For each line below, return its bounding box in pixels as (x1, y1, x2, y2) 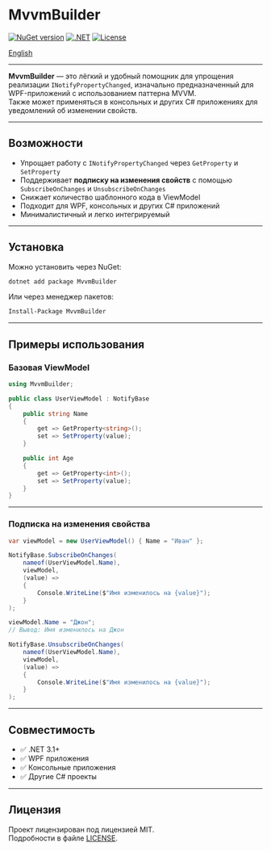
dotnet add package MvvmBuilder (8, 277, 117, 286)
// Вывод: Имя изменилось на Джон (8, 626, 125, 635)
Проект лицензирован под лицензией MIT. (8, 824, 155, 834)
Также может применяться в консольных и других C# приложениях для (8, 97, 258, 107)
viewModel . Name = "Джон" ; (8, 618, 95, 627)
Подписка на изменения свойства (8, 518, 151, 530)
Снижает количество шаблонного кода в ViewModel (19, 192, 201, 202)
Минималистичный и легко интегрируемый (19, 209, 170, 219)
